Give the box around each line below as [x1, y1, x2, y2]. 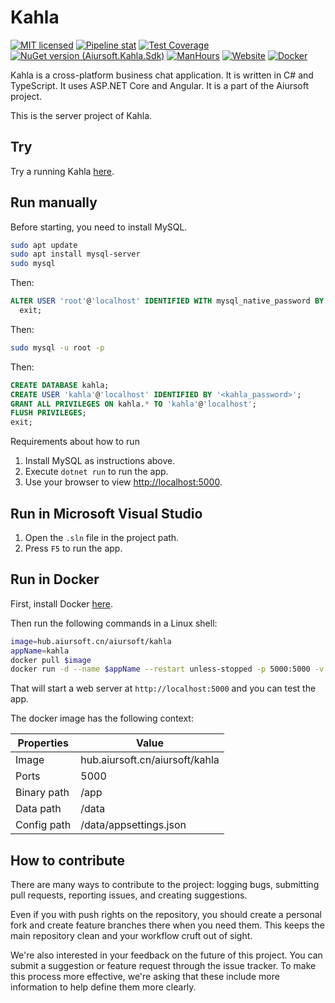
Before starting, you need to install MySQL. [10, 221, 188, 233]
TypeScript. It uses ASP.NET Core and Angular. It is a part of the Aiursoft [10, 79, 309, 91]
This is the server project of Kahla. [10, 109, 153, 121]
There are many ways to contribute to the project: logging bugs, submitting [10, 879, 320, 891]
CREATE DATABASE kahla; [10, 380, 110, 390]
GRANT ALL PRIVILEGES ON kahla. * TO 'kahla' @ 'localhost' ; [10, 399, 257, 409]
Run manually [10, 194, 98, 211]
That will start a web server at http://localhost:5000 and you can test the [10, 682, 317, 695]
